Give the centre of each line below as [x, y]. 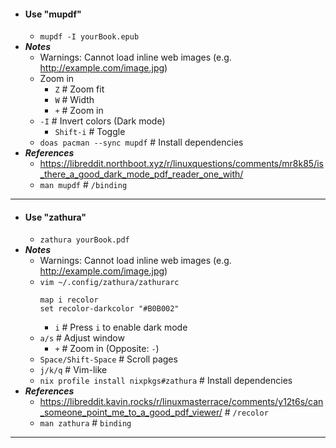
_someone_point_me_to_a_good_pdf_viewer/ [131, 412]
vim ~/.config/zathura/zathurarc [109, 283]
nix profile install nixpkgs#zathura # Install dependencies [166, 381]
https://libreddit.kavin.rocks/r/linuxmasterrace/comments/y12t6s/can [181, 402]
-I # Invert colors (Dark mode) [102, 121]
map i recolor [69, 300]
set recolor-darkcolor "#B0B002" [109, 309]
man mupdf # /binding [83, 185]
